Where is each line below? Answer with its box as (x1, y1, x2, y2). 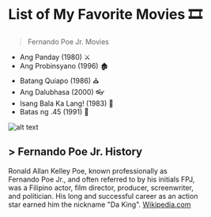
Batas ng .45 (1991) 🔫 (19, 107, 89, 116)
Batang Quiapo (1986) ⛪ (19, 76, 100, 85)
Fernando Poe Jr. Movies (27, 36, 109, 47)
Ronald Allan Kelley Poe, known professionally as (8, 166, 168, 175)
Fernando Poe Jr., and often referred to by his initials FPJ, (8, 174, 195, 184)
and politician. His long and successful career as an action (8, 191, 198, 200)
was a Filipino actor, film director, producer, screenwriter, (8, 182, 194, 193)
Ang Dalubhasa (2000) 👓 (19, 87, 105, 96)
